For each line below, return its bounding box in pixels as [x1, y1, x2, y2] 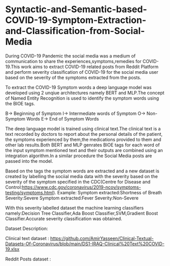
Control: [5, 184, 22, 190]
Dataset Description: [5, 225, 48, 231]
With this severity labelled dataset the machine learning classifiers [5, 204, 144, 211]
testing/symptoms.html [5, 189, 53, 195]
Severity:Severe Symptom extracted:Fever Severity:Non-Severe [5, 195, 139, 201]
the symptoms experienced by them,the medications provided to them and [5, 136, 161, 142]
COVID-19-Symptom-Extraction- [5, 14, 146, 26]
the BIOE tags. [5, 100, 36, 106]
